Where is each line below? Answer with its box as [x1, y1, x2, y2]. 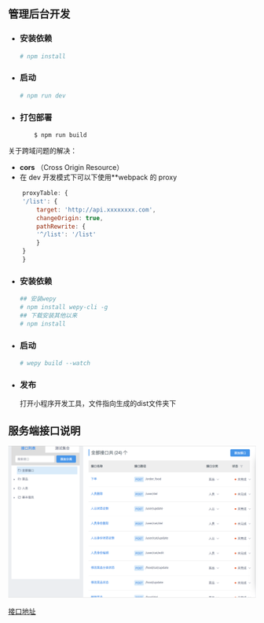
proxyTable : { [22, 190, 68, 197]
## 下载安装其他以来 [19, 311, 78, 319]
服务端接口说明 [8, 424, 81, 437]
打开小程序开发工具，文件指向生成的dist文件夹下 [19, 399, 177, 408]
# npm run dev [19, 91, 66, 100]
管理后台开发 [8, 7, 71, 21]
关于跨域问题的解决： [8, 146, 77, 156]
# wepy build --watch [19, 359, 90, 367]
